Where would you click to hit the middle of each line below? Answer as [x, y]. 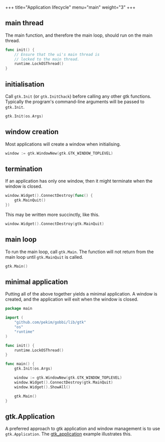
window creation [32, 132]
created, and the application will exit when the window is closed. [72, 300]
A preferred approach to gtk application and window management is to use [83, 429]
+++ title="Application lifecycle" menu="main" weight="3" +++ [70, 7]
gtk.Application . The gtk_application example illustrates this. [68, 434]
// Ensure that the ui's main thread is [57, 54]
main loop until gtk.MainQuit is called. [44, 257]
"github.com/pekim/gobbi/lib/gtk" [50, 322]
